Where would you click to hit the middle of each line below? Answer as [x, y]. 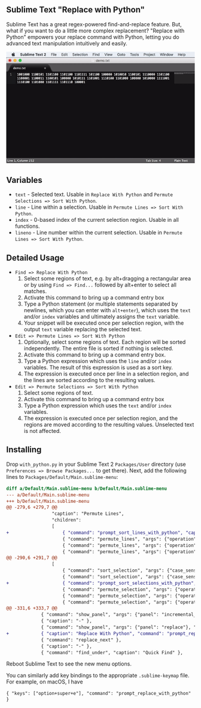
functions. [27, 226]
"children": [67, 520]
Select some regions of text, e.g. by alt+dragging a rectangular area [107, 278]
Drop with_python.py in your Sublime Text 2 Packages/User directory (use [96, 464]
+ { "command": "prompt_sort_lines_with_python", [95, 532]
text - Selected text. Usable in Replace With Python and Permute [94, 194]
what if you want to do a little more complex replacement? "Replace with [95, 30]
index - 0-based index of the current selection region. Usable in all [97, 220]
